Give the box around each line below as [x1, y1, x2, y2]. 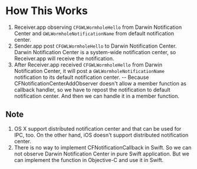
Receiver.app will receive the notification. [14, 55, 114, 62]
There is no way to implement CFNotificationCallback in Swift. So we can [14, 144, 192, 151]
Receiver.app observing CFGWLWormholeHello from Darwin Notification [14, 24, 182, 31]
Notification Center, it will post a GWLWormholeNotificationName [14, 67, 165, 74]
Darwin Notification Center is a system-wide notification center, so [14, 48, 176, 55]
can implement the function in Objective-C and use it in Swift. [14, 156, 164, 163]
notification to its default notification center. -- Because [14, 74, 149, 81]
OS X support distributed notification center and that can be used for [14, 125, 182, 132]
